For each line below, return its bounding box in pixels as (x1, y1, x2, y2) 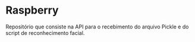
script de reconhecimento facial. (5, 29, 85, 36)
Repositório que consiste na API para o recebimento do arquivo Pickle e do (5, 23, 189, 30)
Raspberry (5, 4, 59, 17)
